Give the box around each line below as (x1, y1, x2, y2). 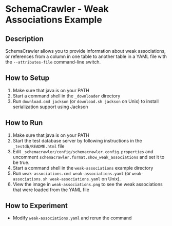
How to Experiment (5, 201, 68, 210)
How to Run (5, 118, 43, 127)
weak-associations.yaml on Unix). (49, 175, 121, 182)
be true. (12, 159, 30, 166)
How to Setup (5, 74, 50, 83)
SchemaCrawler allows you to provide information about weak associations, (5, 48, 166, 54)
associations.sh (12, 176, 48, 182)
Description (5, 34, 44, 43)
